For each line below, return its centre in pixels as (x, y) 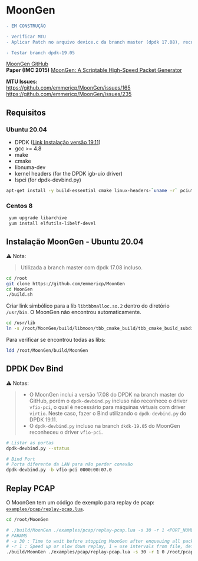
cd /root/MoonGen (27, 519)
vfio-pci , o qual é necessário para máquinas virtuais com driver (107, 407)
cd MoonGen (19, 289)
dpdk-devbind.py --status (38, 448)
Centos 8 (19, 206)
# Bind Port (21, 459)
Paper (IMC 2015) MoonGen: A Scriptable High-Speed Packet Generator (94, 70)
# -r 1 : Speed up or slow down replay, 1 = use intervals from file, (95, 547)
